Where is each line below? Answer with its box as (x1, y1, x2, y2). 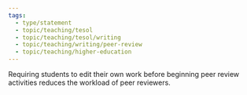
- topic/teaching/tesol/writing (15, 33, 122, 42)
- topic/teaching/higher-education (15, 48, 132, 56)
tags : (8, 11, 26, 20)
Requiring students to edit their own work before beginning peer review (8, 70, 240, 79)
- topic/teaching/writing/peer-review (15, 41, 143, 49)
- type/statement (15, 19, 72, 27)
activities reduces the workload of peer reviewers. (8, 78, 171, 87)
